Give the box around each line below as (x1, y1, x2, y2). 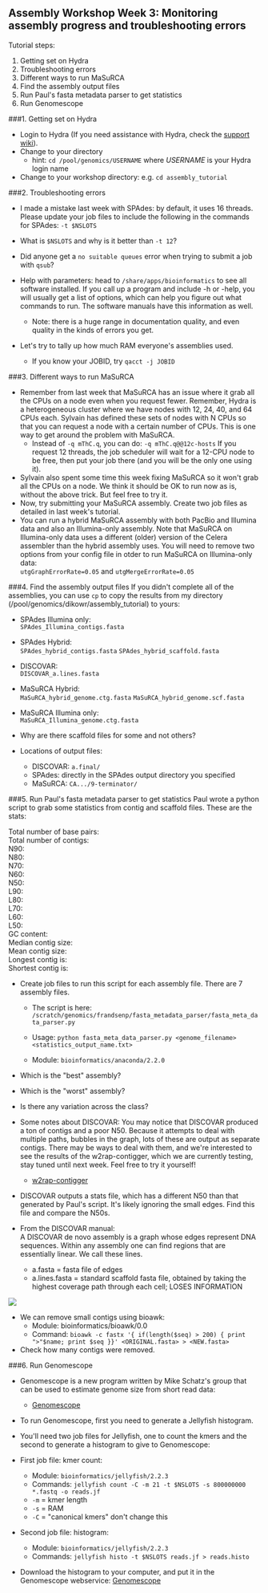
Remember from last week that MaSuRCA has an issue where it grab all (19, 387, 254, 396)
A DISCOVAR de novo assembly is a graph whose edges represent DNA (19, 1232, 256, 1241)
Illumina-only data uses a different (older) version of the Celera (19, 532, 228, 542)
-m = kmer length (31, 1494, 88, 1504)
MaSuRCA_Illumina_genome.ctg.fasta (19, 716, 139, 725)
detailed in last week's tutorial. (19, 506, 121, 516)
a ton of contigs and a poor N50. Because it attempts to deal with (19, 1125, 235, 1135)
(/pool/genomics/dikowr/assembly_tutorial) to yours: (8, 599, 180, 608)
